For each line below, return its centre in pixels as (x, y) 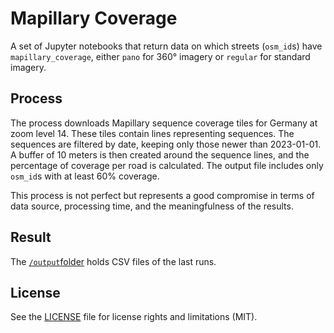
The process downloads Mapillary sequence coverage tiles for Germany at (164, 123)
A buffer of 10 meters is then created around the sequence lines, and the (160, 154)
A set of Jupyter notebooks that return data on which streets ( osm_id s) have (166, 46)
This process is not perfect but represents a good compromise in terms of (162, 195)
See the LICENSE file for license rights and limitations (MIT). (134, 317)
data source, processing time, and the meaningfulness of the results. (152, 206)
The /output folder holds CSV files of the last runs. (113, 261)
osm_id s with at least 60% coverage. (85, 176)
